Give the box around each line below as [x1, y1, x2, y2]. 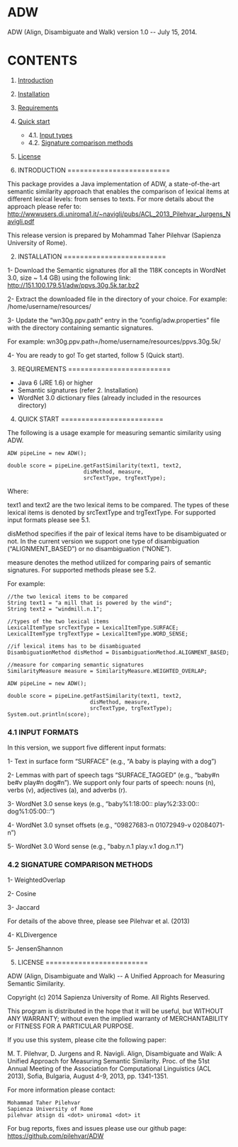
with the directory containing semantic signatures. [7, 323, 154, 332]
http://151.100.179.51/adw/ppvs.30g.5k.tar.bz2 [7, 281, 140, 289]
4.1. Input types [28, 130, 73, 139]
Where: [7, 487, 29, 495]
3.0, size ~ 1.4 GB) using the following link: [7, 273, 131, 282]
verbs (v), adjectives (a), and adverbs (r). [7, 786, 127, 794]
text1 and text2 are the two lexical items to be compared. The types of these [7, 500, 229, 509]
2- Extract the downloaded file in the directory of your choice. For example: [7, 295, 228, 303]
